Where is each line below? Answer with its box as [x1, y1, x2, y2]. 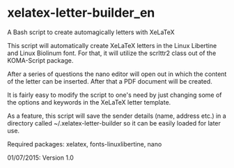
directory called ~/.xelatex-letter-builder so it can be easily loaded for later [7, 119, 221, 127]
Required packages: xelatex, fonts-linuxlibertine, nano [7, 139, 162, 148]
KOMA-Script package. [7, 56, 74, 64]
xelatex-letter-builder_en [7, 5, 155, 21]
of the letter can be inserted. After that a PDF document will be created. [7, 77, 212, 85]
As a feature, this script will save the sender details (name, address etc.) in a [7, 112, 226, 120]
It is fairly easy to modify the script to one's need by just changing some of [7, 91, 222, 99]
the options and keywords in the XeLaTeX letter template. [7, 98, 171, 106]
